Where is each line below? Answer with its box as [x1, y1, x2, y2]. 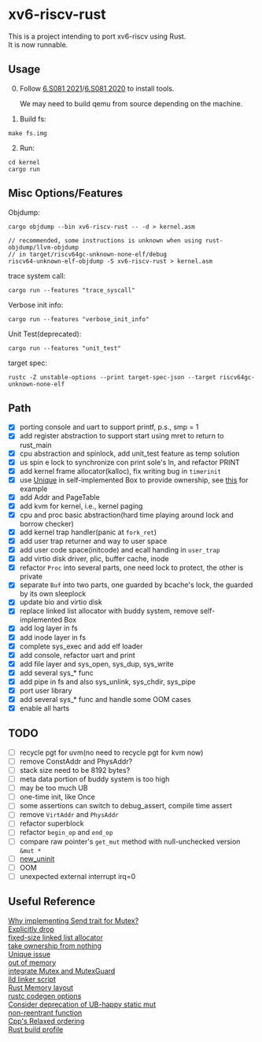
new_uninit [19, 854, 55, 863]
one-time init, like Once [19, 793, 96, 802]
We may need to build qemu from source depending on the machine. [19, 98, 243, 108]
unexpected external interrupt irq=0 [19, 871, 136, 881]
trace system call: [8, 271, 66, 280]
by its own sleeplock [19, 589, 87, 599]
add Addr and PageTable [19, 492, 100, 501]
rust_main [19, 440, 52, 449]
